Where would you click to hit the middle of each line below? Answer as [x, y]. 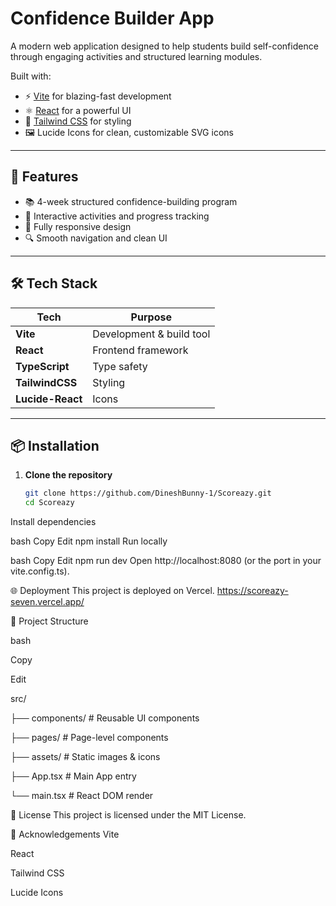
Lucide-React [49, 399]
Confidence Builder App [112, 18]
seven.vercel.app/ [47, 602]
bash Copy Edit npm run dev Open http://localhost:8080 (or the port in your [166, 561]
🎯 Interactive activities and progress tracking [117, 216]
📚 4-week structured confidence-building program [131, 201]
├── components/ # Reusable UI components [105, 718]
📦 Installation [55, 445]
